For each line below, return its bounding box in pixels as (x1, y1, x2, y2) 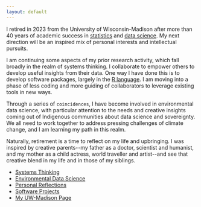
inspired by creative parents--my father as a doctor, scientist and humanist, (6, 144, 194, 151)
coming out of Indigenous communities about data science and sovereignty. (6, 113, 196, 120)
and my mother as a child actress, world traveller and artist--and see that (6, 150, 188, 158)
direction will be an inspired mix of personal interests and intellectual (6, 38, 177, 45)
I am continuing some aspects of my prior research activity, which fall (6, 56, 179, 63)
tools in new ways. (6, 88, 53, 95)
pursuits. (6, 45, 28, 52)
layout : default (6, 8, 47, 15)
